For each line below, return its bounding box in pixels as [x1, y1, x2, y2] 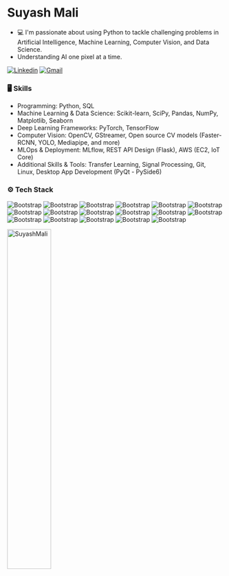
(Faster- [199, 131, 222, 139]
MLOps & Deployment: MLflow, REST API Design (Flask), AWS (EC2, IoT [17, 146, 220, 154]
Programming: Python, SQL [17, 102, 95, 110]
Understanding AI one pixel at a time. [17, 52, 122, 61]
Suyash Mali [7, 5, 79, 21]
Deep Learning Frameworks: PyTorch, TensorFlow [17, 124, 160, 132]
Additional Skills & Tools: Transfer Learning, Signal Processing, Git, [17, 161, 206, 169]
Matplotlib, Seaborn [17, 116, 74, 125]
